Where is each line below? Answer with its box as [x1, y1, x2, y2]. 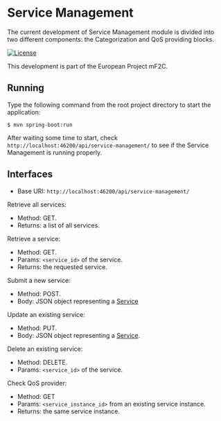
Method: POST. [17, 289, 61, 298]
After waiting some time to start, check [7, 133, 118, 141]
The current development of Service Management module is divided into [7, 28, 215, 36]
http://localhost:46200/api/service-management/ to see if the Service [7, 141, 209, 149]
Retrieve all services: [7, 200, 67, 209]
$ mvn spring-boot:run [7, 121, 73, 128]
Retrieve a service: [7, 234, 61, 243]
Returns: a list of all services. [17, 221, 100, 230]
